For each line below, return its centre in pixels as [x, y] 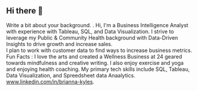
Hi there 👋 [25, 11]
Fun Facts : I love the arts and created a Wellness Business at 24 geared [94, 56]
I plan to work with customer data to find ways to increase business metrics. [99, 50]
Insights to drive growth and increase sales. [59, 44]
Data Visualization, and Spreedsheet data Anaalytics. [71, 75]
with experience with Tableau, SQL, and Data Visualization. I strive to [90, 31]
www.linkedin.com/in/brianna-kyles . [50, 82]
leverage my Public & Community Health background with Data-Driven [92, 38]
